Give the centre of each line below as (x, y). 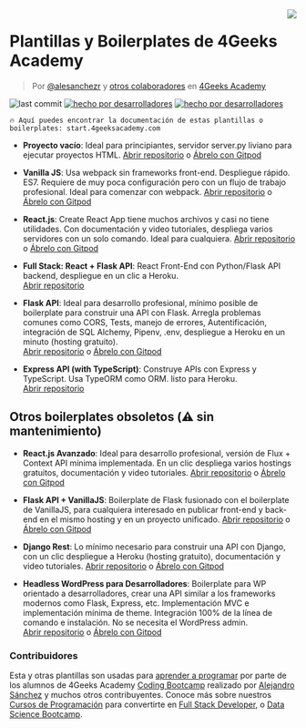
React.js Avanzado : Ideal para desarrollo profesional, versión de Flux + (157, 453)
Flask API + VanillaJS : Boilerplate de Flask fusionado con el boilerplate (156, 499)
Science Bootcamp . (46, 714)
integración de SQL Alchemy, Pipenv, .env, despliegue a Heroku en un (153, 332)
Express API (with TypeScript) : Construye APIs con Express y (139, 369)
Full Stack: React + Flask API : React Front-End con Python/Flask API (152, 266)
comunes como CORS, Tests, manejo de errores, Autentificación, (144, 322)
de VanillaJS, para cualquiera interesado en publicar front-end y (143, 509)
